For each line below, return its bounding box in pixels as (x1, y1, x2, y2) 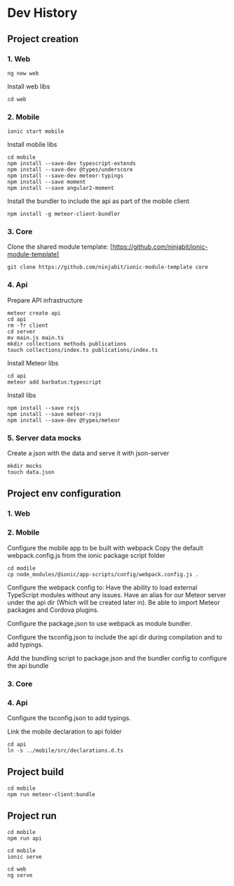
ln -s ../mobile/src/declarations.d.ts (7, 747, 124, 754)
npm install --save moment (7, 178, 86, 185)
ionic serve (7, 853, 42, 860)
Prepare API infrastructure (7, 296, 83, 304)
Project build (7, 766, 64, 778)
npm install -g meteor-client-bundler (7, 211, 121, 218)
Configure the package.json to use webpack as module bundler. (7, 619, 193, 627)
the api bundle (7, 661, 49, 670)
